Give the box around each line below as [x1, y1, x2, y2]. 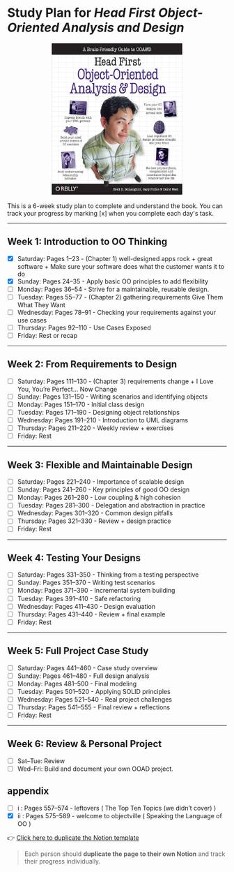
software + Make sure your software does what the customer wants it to [17, 262, 225, 270]
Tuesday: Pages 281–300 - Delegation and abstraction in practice [17, 501, 205, 510]
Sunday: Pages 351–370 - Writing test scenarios [17, 578, 155, 587]
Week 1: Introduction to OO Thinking [7, 236, 168, 248]
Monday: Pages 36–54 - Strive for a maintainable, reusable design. [17, 285, 210, 293]
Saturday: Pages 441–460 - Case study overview [17, 663, 158, 672]
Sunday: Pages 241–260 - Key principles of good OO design [17, 485, 190, 494]
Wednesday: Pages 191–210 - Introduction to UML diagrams [17, 416, 189, 424]
